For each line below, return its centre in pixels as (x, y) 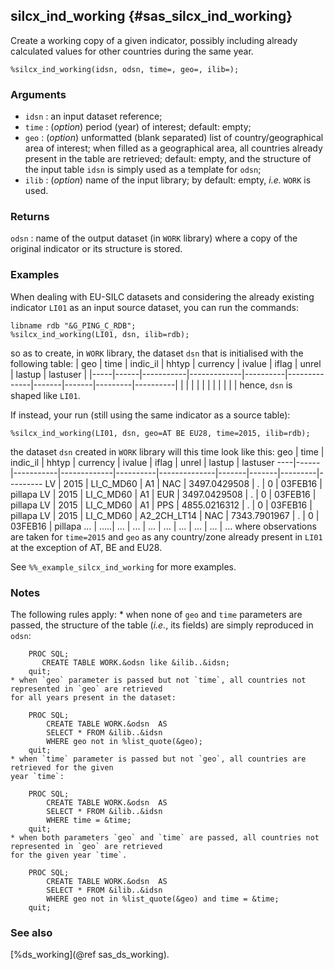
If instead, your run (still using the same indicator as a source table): (150, 415)
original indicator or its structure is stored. (96, 249)
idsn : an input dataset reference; (93, 116)
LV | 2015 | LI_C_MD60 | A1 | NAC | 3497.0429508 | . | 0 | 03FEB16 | (183, 483)
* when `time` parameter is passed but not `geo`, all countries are (158, 759)
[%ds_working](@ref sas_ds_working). (90, 955)
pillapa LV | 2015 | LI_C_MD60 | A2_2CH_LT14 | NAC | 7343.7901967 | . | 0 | (165, 515)
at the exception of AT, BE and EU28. (86, 547)
